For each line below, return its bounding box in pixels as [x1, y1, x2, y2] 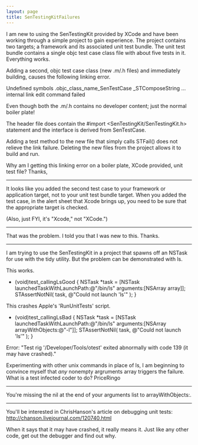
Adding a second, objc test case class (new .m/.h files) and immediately [6, 67, 181, 74]
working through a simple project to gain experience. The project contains [6, 37, 186, 44]
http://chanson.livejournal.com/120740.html [6, 414, 112, 421]
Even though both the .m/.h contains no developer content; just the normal [6, 102, 187, 109]
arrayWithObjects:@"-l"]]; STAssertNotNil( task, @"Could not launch [14, 326, 181, 333]
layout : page [6, 8, 38, 15]
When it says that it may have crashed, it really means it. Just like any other [6, 426, 189, 433]
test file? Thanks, [6, 168, 48, 175]
